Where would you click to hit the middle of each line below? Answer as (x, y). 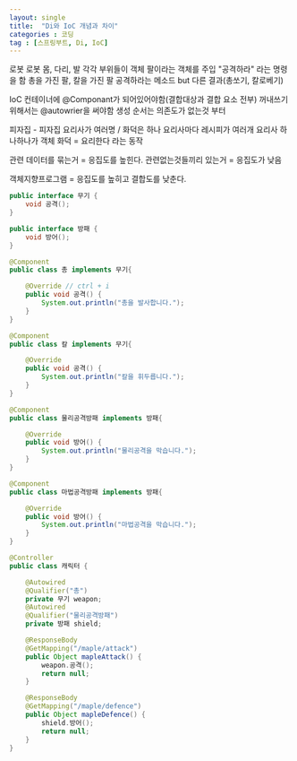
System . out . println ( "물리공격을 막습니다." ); (119, 451)
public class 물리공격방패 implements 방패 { (86, 418)
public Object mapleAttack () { (84, 657)
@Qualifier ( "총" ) (56, 591)
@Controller (31, 558)
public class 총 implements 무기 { (71, 270)
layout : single (38, 17)
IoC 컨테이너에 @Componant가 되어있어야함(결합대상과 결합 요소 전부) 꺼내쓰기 (149, 99)
